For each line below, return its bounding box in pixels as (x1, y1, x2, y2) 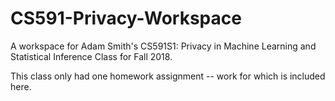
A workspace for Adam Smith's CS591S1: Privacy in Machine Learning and (10, 40, 317, 52)
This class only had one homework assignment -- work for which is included (10, 70, 326, 82)
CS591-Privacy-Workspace (10, 7, 242, 30)
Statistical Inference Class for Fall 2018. (10, 50, 173, 62)
